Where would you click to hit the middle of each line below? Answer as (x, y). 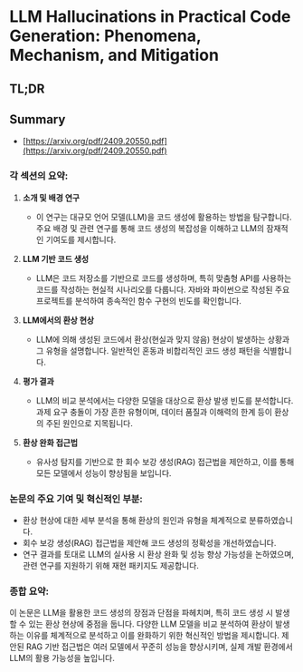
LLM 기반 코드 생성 (55, 258)
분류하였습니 (271, 520)
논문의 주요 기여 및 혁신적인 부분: (76, 499)
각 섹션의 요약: (39, 176)
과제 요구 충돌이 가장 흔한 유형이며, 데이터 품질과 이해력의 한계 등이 (154, 412)
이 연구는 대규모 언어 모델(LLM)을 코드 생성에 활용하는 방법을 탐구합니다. (164, 217)
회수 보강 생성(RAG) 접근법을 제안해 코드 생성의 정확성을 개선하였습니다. (149, 542)
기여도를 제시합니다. (81, 239)
